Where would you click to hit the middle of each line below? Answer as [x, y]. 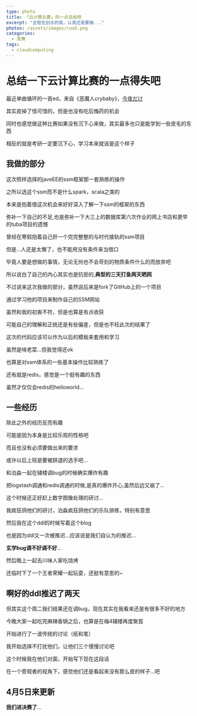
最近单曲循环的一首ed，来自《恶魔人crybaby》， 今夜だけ [74, 98]
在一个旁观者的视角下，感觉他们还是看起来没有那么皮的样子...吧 [83, 671]
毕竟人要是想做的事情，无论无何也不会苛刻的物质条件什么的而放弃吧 [89, 262]
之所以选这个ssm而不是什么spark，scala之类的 [63, 192]
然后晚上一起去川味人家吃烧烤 [42, 560]
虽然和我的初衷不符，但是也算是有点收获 [55, 312]
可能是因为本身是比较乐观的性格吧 [47, 435]
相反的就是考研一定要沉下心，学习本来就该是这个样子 [71, 143]
